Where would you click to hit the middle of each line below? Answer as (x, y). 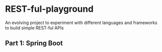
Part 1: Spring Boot (34, 43)
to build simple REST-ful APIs (35, 27)
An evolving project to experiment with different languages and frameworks (81, 23)
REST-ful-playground (49, 9)
